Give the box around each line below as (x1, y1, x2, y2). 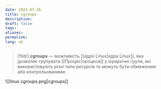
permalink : (5, 35, 28, 40)
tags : (5, 26, 16, 31)
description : (5, 16, 32, 21)
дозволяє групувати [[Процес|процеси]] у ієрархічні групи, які (17, 58, 151, 64)
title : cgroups (5, 12, 37, 17)
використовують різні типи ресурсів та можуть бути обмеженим (17, 63, 156, 69)
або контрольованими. (17, 69, 66, 75)
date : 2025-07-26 (5, 7, 41, 12)
